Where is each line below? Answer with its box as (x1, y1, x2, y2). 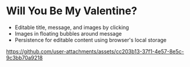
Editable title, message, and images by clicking (14, 24, 129, 31)
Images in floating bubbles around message (14, 30, 123, 37)
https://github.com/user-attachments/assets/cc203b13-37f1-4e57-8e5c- (6, 47, 185, 55)
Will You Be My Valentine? (6, 4, 137, 18)
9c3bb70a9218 (6, 54, 43, 61)
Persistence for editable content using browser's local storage (14, 36, 167, 43)
